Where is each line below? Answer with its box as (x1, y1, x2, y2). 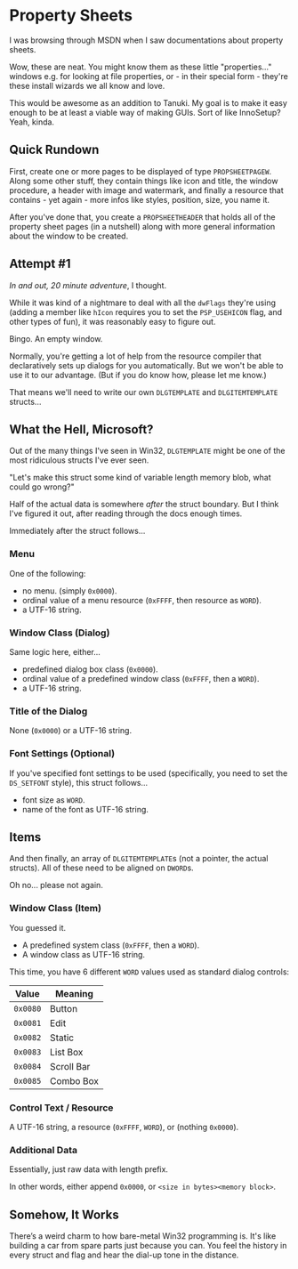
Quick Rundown (9, 142, 100, 158)
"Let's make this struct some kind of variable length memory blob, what (9, 473, 271, 483)
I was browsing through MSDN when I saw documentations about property (9, 35, 284, 45)
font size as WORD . (21, 794, 86, 805)
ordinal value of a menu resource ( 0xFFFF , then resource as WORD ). (21, 594, 262, 605)
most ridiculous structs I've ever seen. (9, 455, 149, 465)
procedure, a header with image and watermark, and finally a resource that (9, 184, 285, 196)
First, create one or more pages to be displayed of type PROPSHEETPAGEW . (9, 166, 272, 176)
